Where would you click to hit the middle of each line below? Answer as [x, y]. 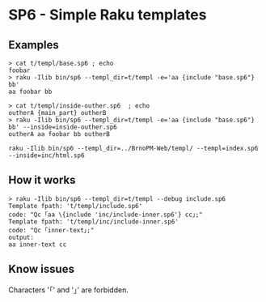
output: [21, 237]
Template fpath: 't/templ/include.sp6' [76, 206]
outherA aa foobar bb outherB [59, 134]
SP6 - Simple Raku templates [108, 15]
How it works [42, 180]
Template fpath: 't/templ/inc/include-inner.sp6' [94, 221]
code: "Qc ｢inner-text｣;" [51, 230]
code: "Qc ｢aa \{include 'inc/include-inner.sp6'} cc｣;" [106, 215]
